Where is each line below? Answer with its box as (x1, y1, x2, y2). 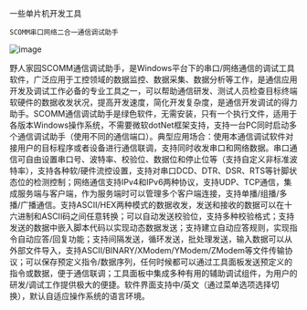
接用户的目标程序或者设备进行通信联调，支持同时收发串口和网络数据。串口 (9, 142, 290, 153)
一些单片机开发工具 (9, 8, 82, 18)
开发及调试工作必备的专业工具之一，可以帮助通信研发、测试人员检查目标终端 (9, 86, 298, 96)
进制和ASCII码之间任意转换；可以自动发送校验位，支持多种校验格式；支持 (16, 211, 295, 222)
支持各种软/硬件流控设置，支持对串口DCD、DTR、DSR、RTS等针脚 (37, 165, 290, 176)
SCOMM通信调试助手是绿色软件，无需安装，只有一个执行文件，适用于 (33, 108, 298, 119)
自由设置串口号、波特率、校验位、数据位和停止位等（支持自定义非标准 (25, 154, 290, 164)
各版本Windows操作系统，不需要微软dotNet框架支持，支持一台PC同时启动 (9, 119, 290, 130)
